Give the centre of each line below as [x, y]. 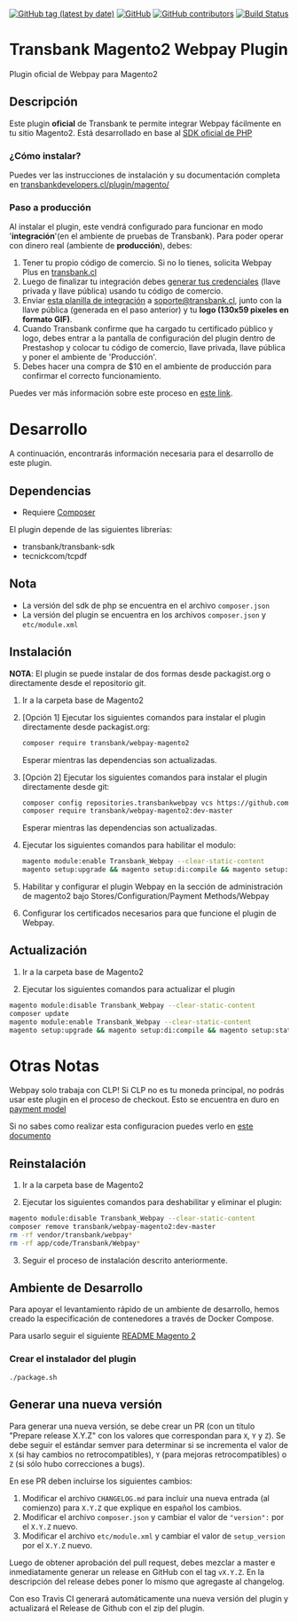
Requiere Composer [59, 512]
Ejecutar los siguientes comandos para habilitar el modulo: [129, 845]
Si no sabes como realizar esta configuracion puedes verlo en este [131, 1126]
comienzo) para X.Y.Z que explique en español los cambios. [132, 1508]
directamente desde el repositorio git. [78, 682]
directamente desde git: [66, 786]
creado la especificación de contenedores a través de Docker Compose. [142, 1319]
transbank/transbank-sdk [68, 547]
